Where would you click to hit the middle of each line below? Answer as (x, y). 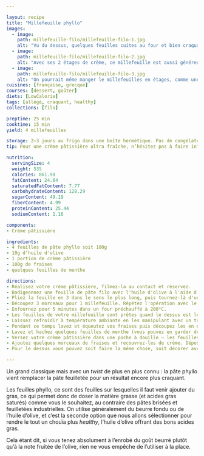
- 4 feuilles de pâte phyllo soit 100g (57, 247)
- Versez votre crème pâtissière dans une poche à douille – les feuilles (103, 337)
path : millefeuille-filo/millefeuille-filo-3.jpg (81, 74)
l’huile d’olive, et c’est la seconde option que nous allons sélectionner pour (99, 415)
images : (16, 29)
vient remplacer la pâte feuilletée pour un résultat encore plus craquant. (96, 378)
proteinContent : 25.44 (40, 209)
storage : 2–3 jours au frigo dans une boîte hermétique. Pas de (89, 141)
